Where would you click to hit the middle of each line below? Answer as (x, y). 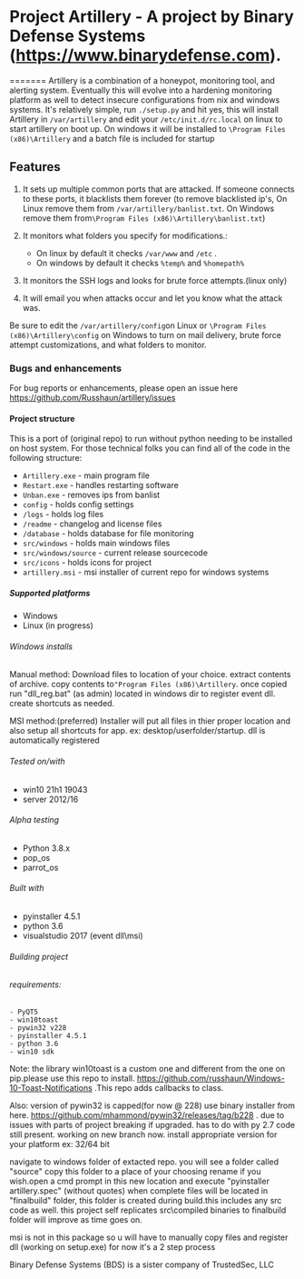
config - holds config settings (78, 505)
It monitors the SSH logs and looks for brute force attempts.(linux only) (155, 280)
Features (35, 167)
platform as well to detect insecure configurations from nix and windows (145, 100)
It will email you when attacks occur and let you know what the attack (152, 298)
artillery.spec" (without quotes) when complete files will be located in (139, 1190)
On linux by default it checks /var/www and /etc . (127, 253)
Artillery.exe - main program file (86, 475)
